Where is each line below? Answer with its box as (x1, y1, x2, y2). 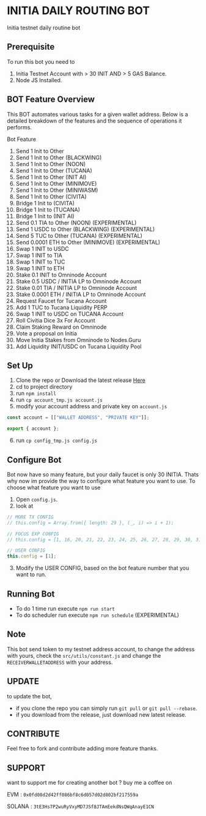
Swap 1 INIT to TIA (15, 251, 63, 259)
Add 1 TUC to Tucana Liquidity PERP (15, 303, 108, 311)
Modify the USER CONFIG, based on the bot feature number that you (15, 565, 189, 572)
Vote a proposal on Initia (15, 329, 77, 337)
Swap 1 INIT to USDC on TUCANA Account (15, 310, 124, 318)
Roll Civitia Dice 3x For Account (15, 316, 95, 324)
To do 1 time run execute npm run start (15, 605, 115, 612)
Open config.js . (15, 495, 57, 503)
